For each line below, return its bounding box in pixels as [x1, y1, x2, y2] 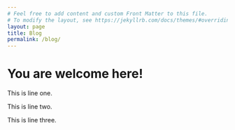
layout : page [7, 23, 45, 30]
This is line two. [7, 102, 52, 111]
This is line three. [7, 116, 57, 124]
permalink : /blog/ [7, 36, 61, 43]
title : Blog [7, 29, 42, 37]
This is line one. [7, 89, 52, 97]
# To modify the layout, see [7, 17, 92, 24]
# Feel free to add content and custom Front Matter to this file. [7, 10, 208, 17]
